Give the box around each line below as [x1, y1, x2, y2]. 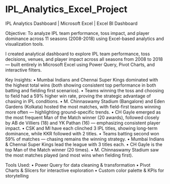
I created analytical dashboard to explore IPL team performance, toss [5, 51, 150, 57]
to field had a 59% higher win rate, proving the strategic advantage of [5, 93, 151, 99]
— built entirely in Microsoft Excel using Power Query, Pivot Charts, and [5, 61, 155, 67]
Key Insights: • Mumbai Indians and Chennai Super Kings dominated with [5, 77, 158, 83]
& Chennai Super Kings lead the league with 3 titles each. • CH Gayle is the [5, 141, 163, 148]
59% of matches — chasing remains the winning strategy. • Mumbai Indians [5, 136, 164, 142]
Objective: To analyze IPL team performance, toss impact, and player [5, 30, 150, 36]
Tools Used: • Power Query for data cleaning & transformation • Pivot [5, 162, 151, 168]
